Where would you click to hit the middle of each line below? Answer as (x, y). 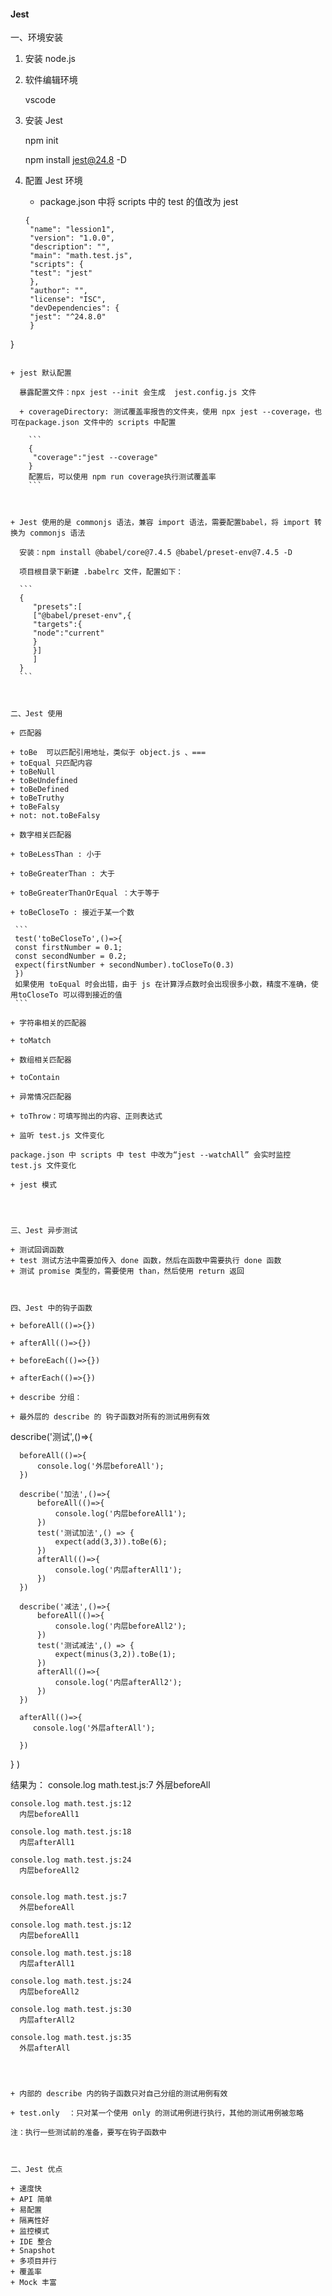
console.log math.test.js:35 (71, 2038)
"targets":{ (57, 625)
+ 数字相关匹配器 (41, 835)
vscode (40, 100)
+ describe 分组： (46, 1398)
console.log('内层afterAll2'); (118, 1683)
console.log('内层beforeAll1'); (120, 1514)
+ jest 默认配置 (41, 373)
